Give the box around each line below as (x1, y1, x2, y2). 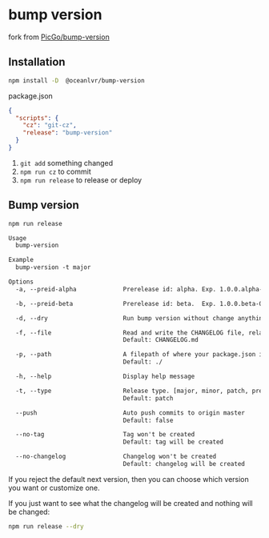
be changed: (8, 507, 50, 516)
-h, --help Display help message (15, 372, 195, 381)
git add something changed (19, 158, 114, 167)
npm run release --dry (8, 522, 84, 530)
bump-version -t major (15, 263, 91, 271)
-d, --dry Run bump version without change (15, 314, 235, 322)
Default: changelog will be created (122, 460, 246, 468)
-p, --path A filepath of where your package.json (15, 351, 256, 359)
